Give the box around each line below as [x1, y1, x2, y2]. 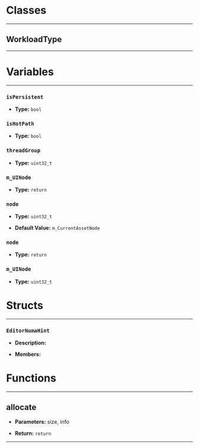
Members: [14, 351, 41, 358]
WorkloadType [6, 34, 62, 45]
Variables [6, 65, 54, 78]
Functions [6, 371, 56, 385]
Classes [6, 4, 47, 17]
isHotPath [6, 120, 34, 127]
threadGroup [6, 147, 41, 154]
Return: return [14, 430, 52, 437]
